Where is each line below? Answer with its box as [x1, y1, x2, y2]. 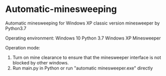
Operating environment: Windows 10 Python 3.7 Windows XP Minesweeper [5, 35, 161, 41]
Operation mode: [5, 44, 40, 50]
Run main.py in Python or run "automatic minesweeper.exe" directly [12, 65, 153, 71]
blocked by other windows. [12, 59, 69, 65]
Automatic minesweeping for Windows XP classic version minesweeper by [5, 20, 160, 26]
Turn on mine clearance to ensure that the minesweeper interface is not [12, 54, 161, 60]
